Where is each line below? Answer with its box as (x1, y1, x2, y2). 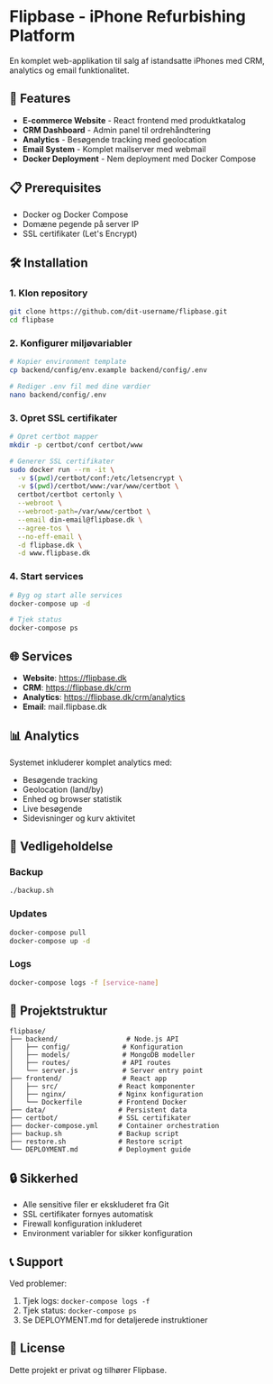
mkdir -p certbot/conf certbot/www (9, 440, 143, 450)
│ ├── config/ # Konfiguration (9, 1043, 183, 1052)
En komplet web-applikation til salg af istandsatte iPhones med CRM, (9, 55, 266, 66)
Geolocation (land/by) (22, 784, 104, 795)
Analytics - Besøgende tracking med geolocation (22, 133, 207, 145)
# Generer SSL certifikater (9, 457, 115, 466)
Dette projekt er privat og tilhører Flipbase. (9, 1364, 168, 1375)
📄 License (9, 1341, 66, 1356)
